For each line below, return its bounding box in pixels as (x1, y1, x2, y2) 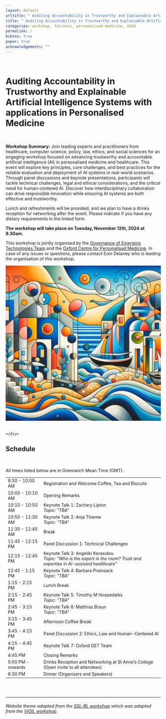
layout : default (5, 8, 39, 13)
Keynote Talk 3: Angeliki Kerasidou (43, 550, 114, 556)
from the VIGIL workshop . (5, 708, 58, 714)
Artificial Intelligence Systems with (5, 97, 152, 108)
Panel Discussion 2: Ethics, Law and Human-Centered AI (43, 630, 159, 636)
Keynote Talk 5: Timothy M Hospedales (43, 591, 123, 598)
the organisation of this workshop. (5, 256, 75, 261)
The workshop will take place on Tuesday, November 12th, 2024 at (5, 225, 145, 231)
